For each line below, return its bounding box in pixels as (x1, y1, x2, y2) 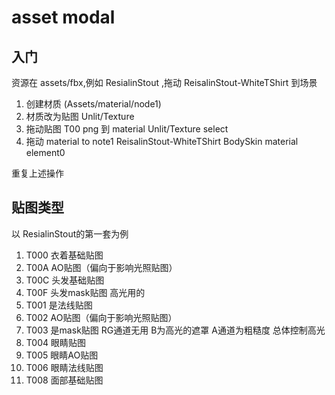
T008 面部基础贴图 (25, 374, 104, 386)
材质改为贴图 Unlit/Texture (25, 111, 135, 122)
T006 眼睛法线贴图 (25, 361, 104, 373)
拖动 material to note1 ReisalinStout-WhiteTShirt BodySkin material (25, 136, 299, 147)
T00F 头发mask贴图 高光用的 (25, 286, 146, 298)
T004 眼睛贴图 (25, 336, 87, 348)
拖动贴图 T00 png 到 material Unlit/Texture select (25, 123, 229, 135)
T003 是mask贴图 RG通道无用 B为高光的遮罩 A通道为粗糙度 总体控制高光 (25, 324, 326, 336)
